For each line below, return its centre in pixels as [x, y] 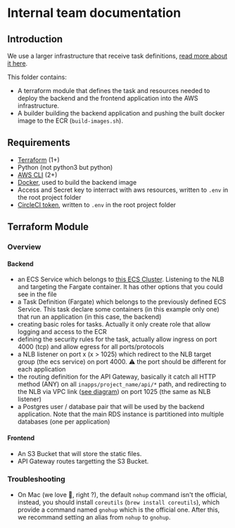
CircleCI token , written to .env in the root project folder [97, 204]
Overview [24, 247]
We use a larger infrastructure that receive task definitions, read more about [117, 56]
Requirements [39, 143]
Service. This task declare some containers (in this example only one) [118, 309]
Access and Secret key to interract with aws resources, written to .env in [123, 190]
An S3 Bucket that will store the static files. [80, 453]
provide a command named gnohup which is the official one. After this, [119, 510]
